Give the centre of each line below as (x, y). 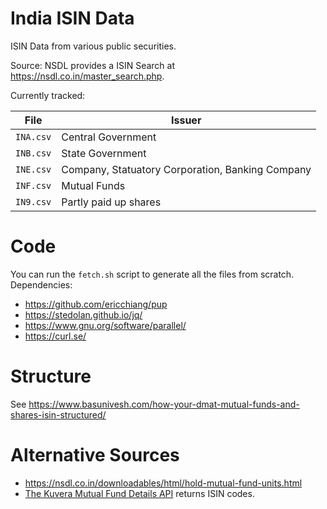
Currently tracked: (48, 95)
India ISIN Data (72, 18)
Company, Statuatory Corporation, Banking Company (186, 169)
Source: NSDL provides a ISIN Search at (92, 65)
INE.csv (33, 169)
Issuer (186, 120)
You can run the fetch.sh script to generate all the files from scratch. (152, 274)
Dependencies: (41, 284)
